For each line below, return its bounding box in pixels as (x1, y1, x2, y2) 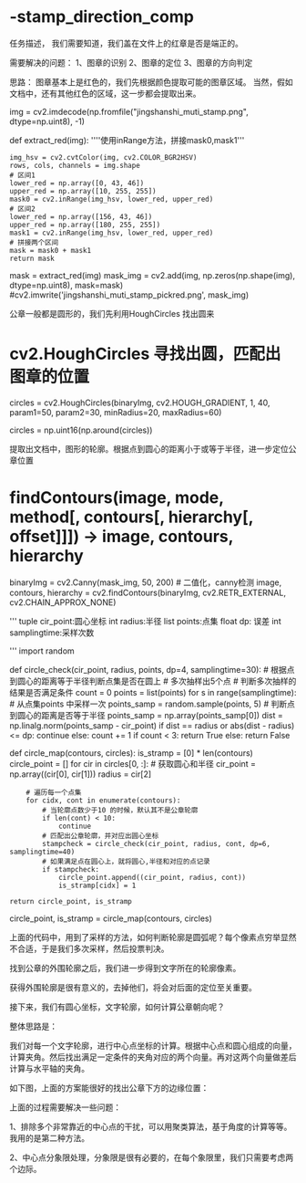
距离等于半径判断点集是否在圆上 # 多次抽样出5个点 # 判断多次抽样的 (40, 675, 297, 686)
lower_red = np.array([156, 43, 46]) (9, 212, 153, 221)
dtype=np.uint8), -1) (9, 116, 85, 127)
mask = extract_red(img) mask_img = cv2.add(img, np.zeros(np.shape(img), (9, 269, 296, 280)
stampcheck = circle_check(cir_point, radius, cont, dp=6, (42, 839, 271, 848)
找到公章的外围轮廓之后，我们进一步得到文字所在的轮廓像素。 (9, 962, 241, 973)
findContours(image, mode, (9, 487, 225, 508)
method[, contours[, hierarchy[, (9, 507, 253, 528)
